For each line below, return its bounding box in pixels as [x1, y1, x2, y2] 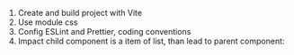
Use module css [17, 17, 78, 27]
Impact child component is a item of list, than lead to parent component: [17, 35, 285, 46]
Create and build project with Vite [17, 8, 142, 18]
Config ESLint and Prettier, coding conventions [17, 27, 192, 36]
